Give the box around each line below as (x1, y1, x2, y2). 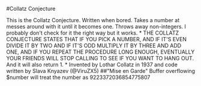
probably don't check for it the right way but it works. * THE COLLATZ (6, 29, 179, 36)
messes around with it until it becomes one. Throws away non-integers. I (6, 23, 186, 30)
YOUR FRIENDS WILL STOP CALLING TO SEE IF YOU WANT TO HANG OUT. (6, 55, 194, 62)
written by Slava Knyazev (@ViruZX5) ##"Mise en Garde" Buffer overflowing (6, 67, 196, 74)
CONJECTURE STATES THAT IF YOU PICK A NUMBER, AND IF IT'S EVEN (6, 36, 187, 42)
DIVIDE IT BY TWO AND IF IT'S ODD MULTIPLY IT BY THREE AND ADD (6, 42, 182, 49)
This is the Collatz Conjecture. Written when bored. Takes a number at (6, 17, 180, 23)
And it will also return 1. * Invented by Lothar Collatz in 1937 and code (6, 61, 178, 68)
